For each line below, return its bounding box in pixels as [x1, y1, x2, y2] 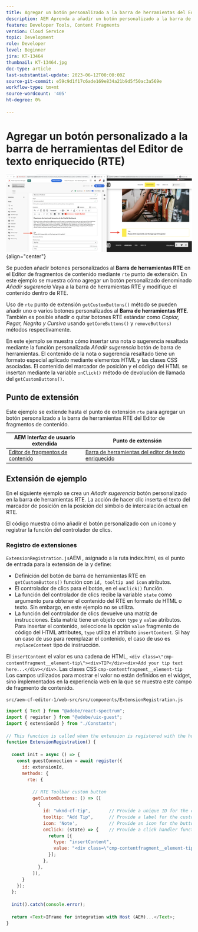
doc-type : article [6, 66, 51, 72]
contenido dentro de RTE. [6, 289, 68, 296]
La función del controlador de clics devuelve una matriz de [14, 610, 158, 617]
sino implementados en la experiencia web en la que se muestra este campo [6, 678, 192, 685]
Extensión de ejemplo [6, 474, 87, 484]
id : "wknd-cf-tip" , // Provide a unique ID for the [43, 808, 189, 814]
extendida [32, 440, 58, 447]
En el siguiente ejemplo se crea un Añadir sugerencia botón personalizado [6, 489, 187, 497]
